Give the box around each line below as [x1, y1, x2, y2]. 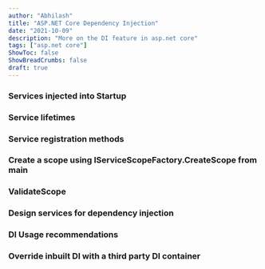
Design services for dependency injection [8, 207, 174, 219]
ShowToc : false [8, 49, 59, 57]
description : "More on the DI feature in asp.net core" [8, 34, 198, 42]
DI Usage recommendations [8, 229, 118, 240]
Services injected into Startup [8, 90, 127, 101]
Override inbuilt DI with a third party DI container [8, 251, 201, 262]
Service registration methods [8, 133, 125, 144]
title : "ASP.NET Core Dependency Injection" [8, 19, 159, 27]
